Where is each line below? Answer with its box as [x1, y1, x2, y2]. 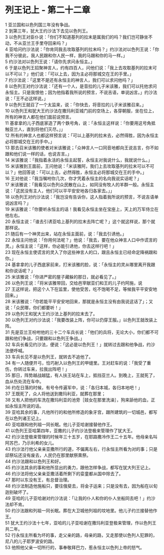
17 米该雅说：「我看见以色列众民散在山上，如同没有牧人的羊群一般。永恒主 [5, 182, 154, 187]
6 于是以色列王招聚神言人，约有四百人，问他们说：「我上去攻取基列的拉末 [5, 64, 153, 70]
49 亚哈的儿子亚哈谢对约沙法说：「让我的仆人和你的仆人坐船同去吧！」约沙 [5, 495, 156, 501]
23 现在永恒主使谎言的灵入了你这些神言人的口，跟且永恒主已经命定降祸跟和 [5, 249, 158, 255]
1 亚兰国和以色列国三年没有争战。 [5, 22, 72, 28]
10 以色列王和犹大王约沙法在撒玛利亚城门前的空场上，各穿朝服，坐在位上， [5, 108, 157, 114]
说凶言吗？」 [5, 200, 31, 206]
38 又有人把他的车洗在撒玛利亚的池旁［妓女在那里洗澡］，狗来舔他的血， [5, 397, 151, 402]
